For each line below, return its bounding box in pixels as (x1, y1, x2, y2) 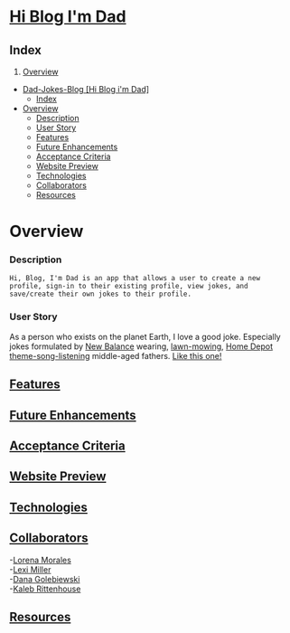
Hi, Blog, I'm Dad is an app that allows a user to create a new (9, 274, 260, 283)
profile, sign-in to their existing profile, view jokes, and (9, 282, 248, 291)
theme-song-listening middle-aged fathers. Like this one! (9, 350, 222, 361)
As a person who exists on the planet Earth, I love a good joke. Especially (9, 331, 282, 342)
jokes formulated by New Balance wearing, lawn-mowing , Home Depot (9, 341, 274, 352)
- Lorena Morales (9, 554, 72, 565)
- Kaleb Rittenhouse (9, 583, 81, 594)
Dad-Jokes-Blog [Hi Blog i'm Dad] (22, 84, 150, 94)
